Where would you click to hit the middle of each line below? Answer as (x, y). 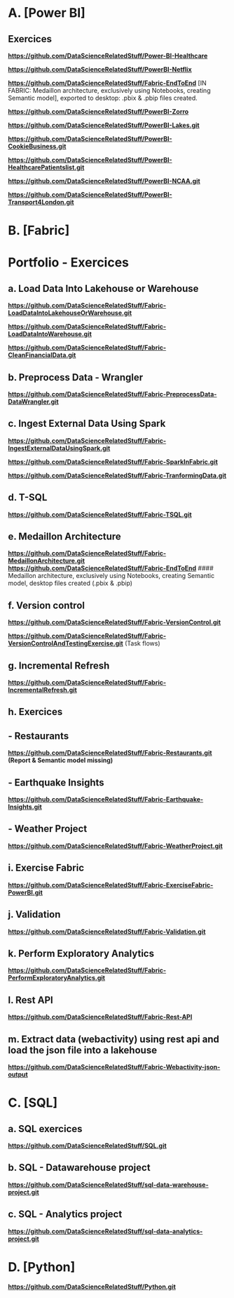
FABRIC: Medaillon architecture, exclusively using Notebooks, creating (109, 90)
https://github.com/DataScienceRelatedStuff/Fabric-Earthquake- (106, 799)
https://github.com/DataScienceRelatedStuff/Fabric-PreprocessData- (112, 394)
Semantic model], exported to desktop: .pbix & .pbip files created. (103, 98)
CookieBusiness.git (37, 146)
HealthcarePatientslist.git (46, 167)
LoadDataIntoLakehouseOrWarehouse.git (70, 313)
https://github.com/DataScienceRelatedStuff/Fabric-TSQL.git (100, 514)
